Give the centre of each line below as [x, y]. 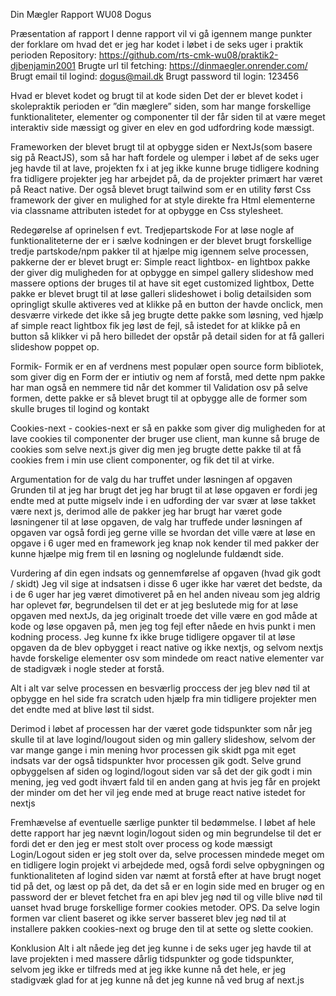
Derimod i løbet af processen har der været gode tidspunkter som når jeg [161, 728]
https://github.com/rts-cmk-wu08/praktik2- [188, 55]
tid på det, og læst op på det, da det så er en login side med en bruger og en [167, 886]
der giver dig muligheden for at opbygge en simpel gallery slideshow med [162, 272]
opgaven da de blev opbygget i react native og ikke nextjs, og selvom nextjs [167, 647]
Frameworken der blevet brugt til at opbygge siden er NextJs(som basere [161, 147]
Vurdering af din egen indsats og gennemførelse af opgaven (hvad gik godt [166, 573]
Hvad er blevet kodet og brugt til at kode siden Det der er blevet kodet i [156, 95]
